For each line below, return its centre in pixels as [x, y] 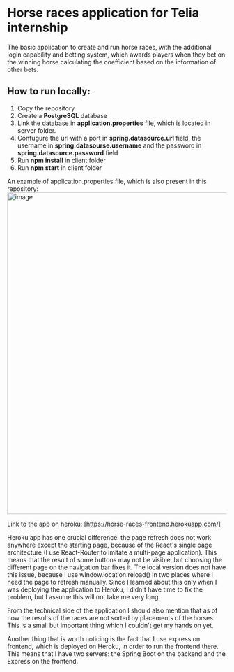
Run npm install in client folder [62, 160]
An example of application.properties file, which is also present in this [107, 181]
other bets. [23, 69]
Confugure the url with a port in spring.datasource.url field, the [109, 138]
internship [38, 28]
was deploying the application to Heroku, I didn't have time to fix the [105, 589]
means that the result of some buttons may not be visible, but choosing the [115, 559]
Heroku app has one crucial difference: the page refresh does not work [109, 537]
